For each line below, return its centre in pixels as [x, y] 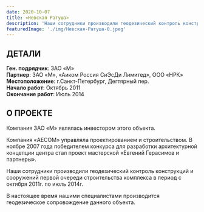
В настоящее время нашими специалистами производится [83, 196]
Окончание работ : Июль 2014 [46, 94]
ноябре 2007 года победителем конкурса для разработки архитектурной [102, 146]
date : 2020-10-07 [28, 12]
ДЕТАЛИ [24, 53]
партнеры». [21, 159]
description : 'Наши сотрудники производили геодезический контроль [93, 23]
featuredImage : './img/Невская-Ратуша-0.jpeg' [66, 29]
